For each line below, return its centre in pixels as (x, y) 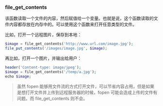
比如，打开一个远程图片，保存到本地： (43, 35)
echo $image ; (18, 76)
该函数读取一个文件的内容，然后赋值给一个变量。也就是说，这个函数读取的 (79, 18)
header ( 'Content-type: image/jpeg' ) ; (43, 68)
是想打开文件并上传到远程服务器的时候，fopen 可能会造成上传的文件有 (87, 92)
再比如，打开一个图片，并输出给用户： (43, 58)
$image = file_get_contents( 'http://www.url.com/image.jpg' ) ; (69, 44)
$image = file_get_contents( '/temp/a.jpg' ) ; (51, 72)
